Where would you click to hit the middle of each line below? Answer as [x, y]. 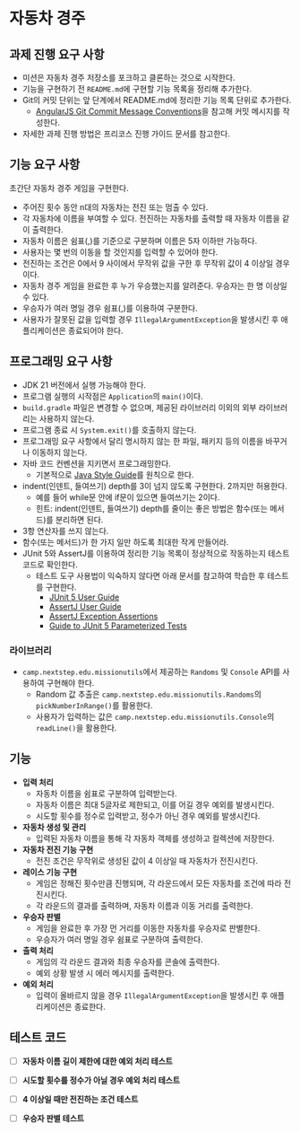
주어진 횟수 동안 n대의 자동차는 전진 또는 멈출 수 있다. [115, 206]
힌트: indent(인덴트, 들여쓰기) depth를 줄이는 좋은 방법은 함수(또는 [152, 508]
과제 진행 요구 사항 [57, 54]
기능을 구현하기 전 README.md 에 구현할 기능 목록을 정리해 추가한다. [137, 89]
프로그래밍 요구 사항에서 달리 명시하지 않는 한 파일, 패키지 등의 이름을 [143, 441]
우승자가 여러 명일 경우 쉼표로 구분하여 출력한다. [119, 939]
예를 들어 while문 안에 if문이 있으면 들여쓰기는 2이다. [128, 497]
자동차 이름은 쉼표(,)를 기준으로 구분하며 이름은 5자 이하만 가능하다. [140, 241]
